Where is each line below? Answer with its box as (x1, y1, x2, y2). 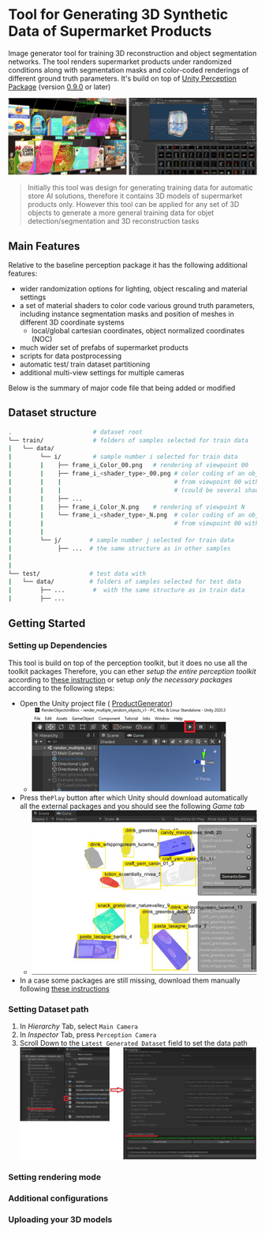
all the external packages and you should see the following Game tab (19, 801, 245, 810)
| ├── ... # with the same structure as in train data (8, 586, 245, 594)
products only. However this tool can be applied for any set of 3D (27, 200, 240, 209)
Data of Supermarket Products (8, 22, 212, 40)
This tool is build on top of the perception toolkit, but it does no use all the (8, 658, 248, 667)
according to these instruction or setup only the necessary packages (8, 675, 233, 684)
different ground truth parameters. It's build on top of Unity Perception (8, 73, 237, 83)
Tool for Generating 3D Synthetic (8, 6, 229, 24)
